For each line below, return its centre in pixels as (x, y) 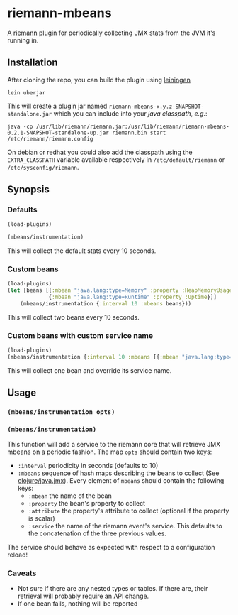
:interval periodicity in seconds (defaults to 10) (88, 465)
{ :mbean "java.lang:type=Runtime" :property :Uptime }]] (133, 297)
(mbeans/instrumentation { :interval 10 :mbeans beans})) (106, 304)
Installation (33, 63)
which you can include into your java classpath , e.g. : (130, 113)
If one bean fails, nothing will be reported (78, 603)
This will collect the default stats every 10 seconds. (82, 251)
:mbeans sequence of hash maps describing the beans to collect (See (118, 473)
